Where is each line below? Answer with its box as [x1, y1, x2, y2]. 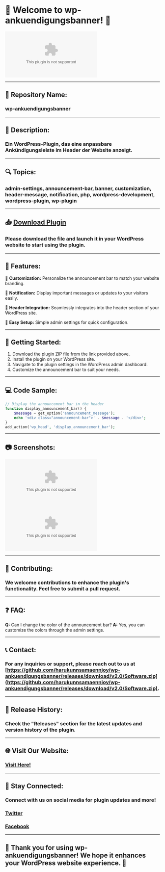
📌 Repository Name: [5, 91, 68, 99]
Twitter [5, 810, 23, 817]
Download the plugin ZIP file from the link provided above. [12, 351, 130, 357]
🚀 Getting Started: [5, 338, 61, 346]
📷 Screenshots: [5, 443, 55, 451]
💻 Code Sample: [5, 386, 57, 395]
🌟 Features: [5, 262, 41, 270]
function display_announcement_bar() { [5, 406, 87, 411]
